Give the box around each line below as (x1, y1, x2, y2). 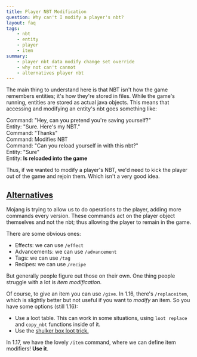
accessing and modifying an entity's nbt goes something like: (6, 105, 157, 112)
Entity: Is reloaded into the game (6, 155, 88, 162)
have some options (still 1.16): (6, 303, 78, 310)
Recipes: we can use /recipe (14, 261, 87, 268)
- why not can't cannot (17, 64, 76, 70)
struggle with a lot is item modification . (6, 279, 102, 286)
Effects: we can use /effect (14, 242, 84, 249)
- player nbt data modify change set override (17, 59, 135, 64)
